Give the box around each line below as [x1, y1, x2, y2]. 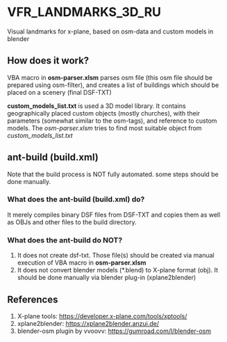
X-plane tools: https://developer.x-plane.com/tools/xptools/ [17, 311, 187, 320]
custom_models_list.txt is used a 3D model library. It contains [7, 102, 186, 110]
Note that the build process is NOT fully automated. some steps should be [7, 170, 219, 178]
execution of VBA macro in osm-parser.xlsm [17, 258, 146, 267]
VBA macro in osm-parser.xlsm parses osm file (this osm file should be [7, 73, 213, 81]
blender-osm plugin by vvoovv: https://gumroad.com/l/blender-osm [17, 327, 212, 335]
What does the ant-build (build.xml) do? [7, 194, 145, 204]
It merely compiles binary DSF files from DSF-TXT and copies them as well [7, 210, 221, 219]
